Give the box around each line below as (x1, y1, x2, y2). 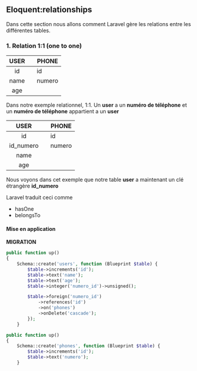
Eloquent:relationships (6, 5, 93, 15)
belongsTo (14, 212, 40, 219)
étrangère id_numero (6, 182, 59, 189)
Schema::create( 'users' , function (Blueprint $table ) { (17, 261, 158, 267)
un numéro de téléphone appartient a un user (6, 108, 119, 115)
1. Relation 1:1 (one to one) (6, 42, 82, 50)
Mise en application (6, 225, 56, 232)
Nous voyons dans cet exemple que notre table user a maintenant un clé (6, 176, 184, 183)
